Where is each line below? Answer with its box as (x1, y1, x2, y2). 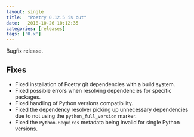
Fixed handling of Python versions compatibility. (14, 99, 133, 106)
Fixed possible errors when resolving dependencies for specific (14, 87, 172, 94)
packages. (14, 93, 41, 101)
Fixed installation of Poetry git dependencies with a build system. (14, 80, 175, 87)
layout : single (6, 8, 44, 15)
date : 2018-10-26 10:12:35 (6, 20, 79, 26)
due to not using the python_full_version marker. (14, 112, 137, 120)
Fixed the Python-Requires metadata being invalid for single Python (14, 118, 180, 126)
